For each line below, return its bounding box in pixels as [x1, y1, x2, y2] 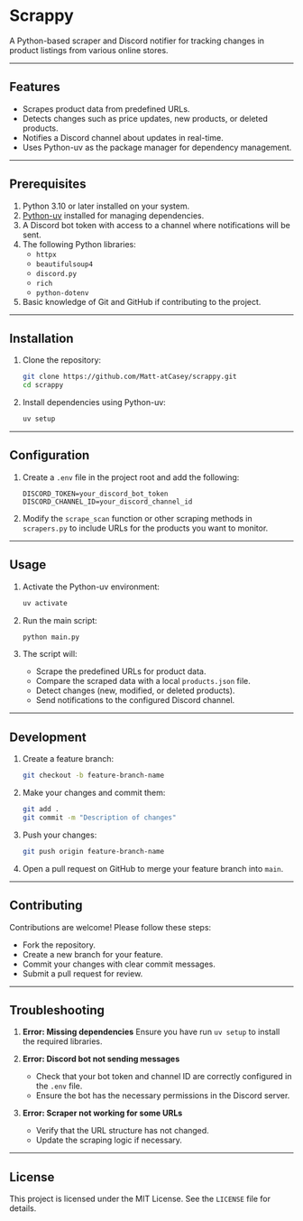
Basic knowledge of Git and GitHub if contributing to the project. [22, 296, 262, 307]
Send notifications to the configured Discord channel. [35, 695, 235, 706]
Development [9, 729, 87, 745]
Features [9, 79, 60, 95]
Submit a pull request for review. [22, 967, 143, 979]
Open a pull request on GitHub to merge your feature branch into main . [22, 863, 284, 874]
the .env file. [35, 1080, 83, 1092]
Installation [9, 330, 74, 346]
